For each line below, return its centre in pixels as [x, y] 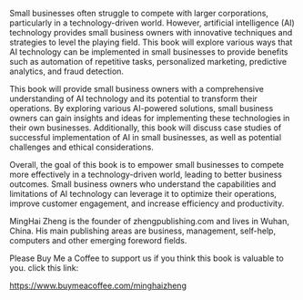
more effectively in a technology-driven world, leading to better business [146, 174]
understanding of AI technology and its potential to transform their [133, 98]
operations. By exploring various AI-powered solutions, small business [141, 108]
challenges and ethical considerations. [82, 147]
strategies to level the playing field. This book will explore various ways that [151, 42]
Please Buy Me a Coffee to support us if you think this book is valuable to [146, 258]
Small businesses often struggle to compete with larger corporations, [139, 13]
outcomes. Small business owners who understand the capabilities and [143, 184]
